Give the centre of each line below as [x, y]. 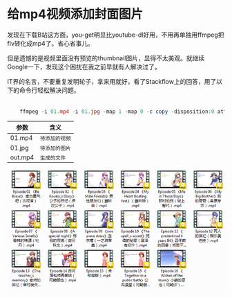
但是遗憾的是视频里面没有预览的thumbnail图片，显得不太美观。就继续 [106, 58]
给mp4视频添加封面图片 [75, 14]
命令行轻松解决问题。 [49, 90]
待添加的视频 [55, 139]
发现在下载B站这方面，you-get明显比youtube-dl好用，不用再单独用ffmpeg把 [116, 35]
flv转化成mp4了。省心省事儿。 [51, 43]
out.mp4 [22, 157]
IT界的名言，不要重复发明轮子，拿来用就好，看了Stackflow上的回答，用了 [112, 81]
